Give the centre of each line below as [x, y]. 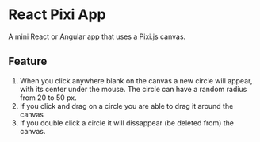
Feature [28, 61]
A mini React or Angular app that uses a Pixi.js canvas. [97, 36]
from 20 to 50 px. [48, 98]
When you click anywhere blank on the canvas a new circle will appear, [136, 80]
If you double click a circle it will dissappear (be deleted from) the [127, 123]
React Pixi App [57, 15]
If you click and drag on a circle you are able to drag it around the [126, 106]
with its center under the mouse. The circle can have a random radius [133, 89]
